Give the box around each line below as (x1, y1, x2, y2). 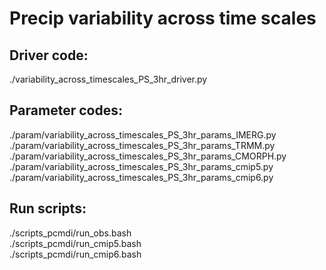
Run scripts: (9, 200, 87, 217)
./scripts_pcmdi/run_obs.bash (9, 227, 132, 239)
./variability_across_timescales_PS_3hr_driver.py (9, 73, 208, 85)
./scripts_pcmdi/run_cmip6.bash (9, 248, 142, 260)
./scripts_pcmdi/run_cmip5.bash (9, 237, 142, 249)
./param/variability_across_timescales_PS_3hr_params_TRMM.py (9, 139, 276, 151)
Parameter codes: (9, 102, 123, 119)
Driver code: (9, 47, 89, 64)
